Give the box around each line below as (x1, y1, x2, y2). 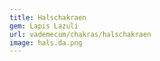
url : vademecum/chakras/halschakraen (9, 30, 152, 39)
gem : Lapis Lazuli (9, 22, 79, 30)
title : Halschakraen (9, 13, 88, 22)
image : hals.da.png (9, 38, 83, 48)
